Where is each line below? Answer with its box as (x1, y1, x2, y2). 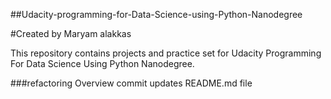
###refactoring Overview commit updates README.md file (10, 77, 253, 89)
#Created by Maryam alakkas (10, 28, 132, 39)
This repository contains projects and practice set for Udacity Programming (10, 47, 322, 59)
